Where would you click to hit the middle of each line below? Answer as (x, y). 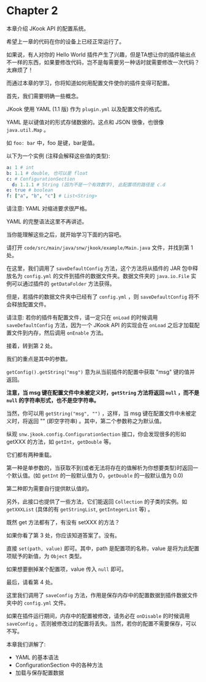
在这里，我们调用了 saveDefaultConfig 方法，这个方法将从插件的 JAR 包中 (100, 268)
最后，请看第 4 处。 (31, 582)
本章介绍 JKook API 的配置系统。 (48, 28)
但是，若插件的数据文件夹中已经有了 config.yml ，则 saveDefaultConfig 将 (100, 297)
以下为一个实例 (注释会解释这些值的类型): (58, 156)
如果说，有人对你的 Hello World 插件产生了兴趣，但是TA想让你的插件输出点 (101, 54)
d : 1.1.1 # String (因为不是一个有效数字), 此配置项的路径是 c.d (89, 185)
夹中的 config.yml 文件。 (38, 603)
